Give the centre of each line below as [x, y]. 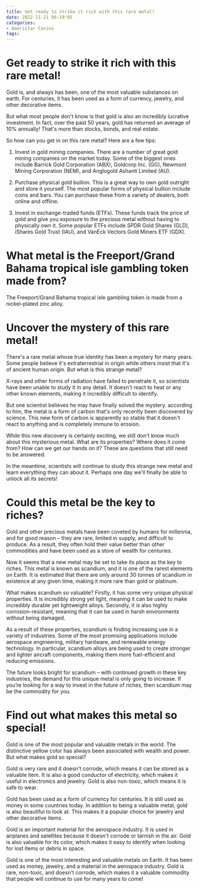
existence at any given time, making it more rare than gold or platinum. [92, 581]
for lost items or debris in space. [46, 848]
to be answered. [26, 454]
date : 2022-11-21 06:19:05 [39, 17]
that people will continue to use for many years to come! [75, 878]
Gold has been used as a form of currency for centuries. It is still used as [95, 799]
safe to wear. [22, 787]
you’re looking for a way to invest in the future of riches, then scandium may [99, 685]
